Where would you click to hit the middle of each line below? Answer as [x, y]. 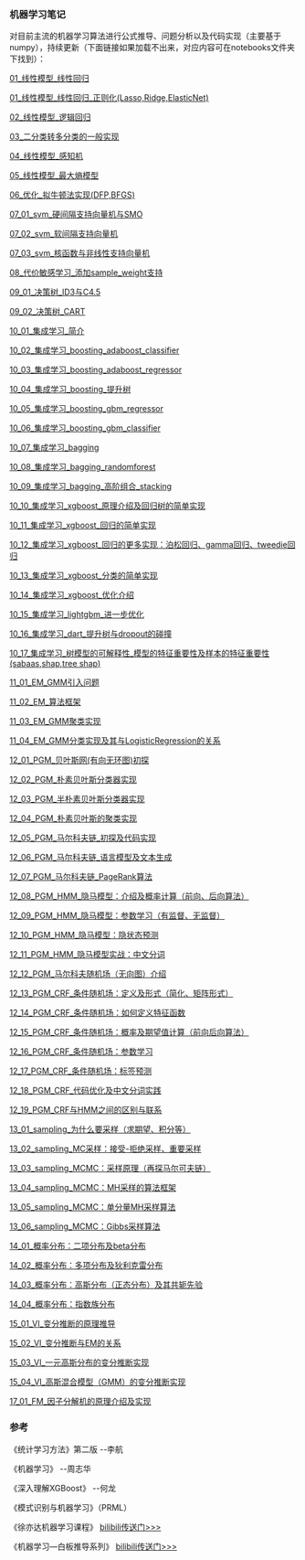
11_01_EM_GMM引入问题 [55, 682]
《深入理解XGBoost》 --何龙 [63, 1488]
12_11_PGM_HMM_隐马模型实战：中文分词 [88, 955]
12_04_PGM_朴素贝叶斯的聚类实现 [74, 818]
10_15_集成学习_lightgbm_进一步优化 [77, 614]
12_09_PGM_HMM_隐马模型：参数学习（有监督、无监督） [117, 915]
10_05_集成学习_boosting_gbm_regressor [87, 409]
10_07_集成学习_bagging [54, 448]
